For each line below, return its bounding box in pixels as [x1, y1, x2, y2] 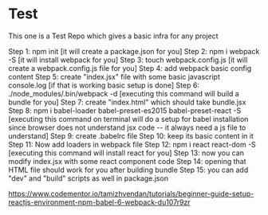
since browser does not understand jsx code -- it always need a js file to [8, 123, 246, 132]
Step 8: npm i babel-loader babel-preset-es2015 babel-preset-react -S [8, 105, 242, 115]
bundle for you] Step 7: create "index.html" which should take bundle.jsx [8, 97, 246, 107]
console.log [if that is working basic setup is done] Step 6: [8, 80, 199, 90]
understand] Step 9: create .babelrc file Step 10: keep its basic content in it [8, 131, 254, 140]
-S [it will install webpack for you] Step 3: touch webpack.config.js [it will [8, 55, 248, 64]
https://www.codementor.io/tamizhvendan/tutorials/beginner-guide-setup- [8, 189, 254, 198]
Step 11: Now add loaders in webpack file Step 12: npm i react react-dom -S [8, 139, 257, 149]
